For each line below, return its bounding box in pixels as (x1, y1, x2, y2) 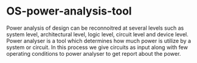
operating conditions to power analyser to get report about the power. (6, 50, 181, 57)
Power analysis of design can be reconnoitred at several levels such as (6, 24, 184, 31)
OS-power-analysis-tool (6, 4, 132, 18)
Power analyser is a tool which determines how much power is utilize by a (6, 37, 192, 44)
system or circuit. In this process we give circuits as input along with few (6, 44, 188, 51)
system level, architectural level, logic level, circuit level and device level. (6, 30, 188, 38)
